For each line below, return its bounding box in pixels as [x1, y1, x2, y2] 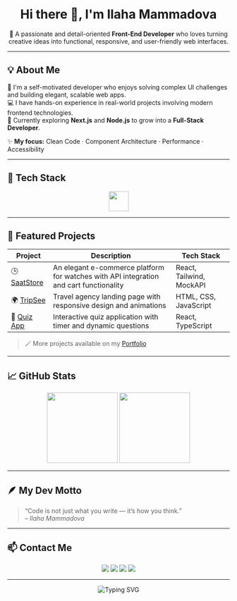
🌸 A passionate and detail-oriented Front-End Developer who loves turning [9, 30, 228, 38]
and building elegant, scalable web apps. [7, 90, 127, 99]
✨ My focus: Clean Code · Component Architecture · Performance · [7, 137, 204, 145]
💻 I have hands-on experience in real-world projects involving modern [7, 98, 213, 106]
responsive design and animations [52, 301, 167, 311]
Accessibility [7, 144, 44, 154]
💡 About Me [7, 64, 61, 76]
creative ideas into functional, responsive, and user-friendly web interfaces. [8, 37, 229, 45]
